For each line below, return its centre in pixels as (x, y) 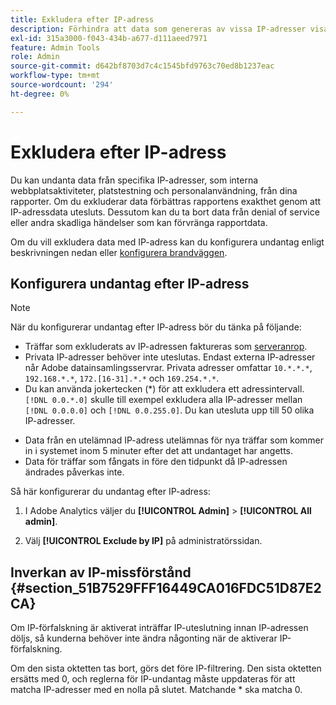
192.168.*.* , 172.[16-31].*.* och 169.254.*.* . (122, 378)
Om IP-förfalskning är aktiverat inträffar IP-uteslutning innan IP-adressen (159, 628)
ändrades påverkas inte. (74, 472)
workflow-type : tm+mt (55, 76)
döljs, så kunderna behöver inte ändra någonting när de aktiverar (144, 638)
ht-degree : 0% (40, 94)
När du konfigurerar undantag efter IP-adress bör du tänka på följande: (156, 327)
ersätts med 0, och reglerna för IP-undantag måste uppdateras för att (153, 679)
